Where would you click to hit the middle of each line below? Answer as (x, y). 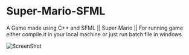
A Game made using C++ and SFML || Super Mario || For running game (94, 28)
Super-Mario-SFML (56, 11)
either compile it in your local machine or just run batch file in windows (94, 34)
